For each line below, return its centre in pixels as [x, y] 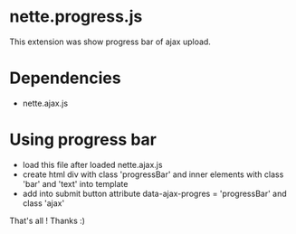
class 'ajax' [43, 203]
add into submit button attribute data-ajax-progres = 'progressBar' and [154, 193]
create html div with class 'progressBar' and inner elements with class [153, 174]
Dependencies [65, 78]
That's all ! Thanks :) [48, 220]
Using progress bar [83, 140]
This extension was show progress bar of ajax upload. [110, 42]
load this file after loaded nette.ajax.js [92, 164]
